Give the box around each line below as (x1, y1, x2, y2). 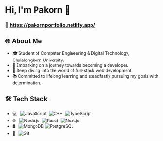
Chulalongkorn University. (12, 57, 64, 63)
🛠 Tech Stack (5, 95, 48, 103)
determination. (12, 80, 42, 86)
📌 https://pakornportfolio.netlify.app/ (5, 22, 96, 29)
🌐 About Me (5, 37, 42, 45)
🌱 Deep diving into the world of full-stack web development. (12, 67, 133, 73)
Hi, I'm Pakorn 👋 (5, 4, 71, 16)
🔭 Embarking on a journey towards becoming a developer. (12, 62, 128, 68)
